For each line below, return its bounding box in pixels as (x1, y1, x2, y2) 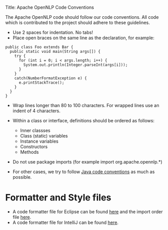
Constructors (20, 144, 48, 149)
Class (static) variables (20, 133, 68, 139)
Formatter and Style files (5, 192, 111, 204)
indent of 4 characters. (12, 108, 61, 114)
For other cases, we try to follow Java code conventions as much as (12, 169, 155, 175)
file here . (12, 214, 31, 220)
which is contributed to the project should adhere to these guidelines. (5, 20, 150, 25)
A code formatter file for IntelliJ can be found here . (12, 219, 119, 225)
